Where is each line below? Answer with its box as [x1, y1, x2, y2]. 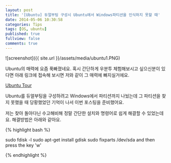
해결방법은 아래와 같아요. [12, 116, 61, 123]
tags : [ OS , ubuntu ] [5, 27, 47, 32]
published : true [5, 31, 40, 36]
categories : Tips [5, 22, 42, 27]
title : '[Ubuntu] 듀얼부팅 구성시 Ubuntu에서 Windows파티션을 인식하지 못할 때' [5, 12, 160, 17]
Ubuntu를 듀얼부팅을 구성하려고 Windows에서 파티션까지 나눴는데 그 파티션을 [5, 93, 161, 99]
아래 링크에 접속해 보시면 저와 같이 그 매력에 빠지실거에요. [14, 72, 130, 78]
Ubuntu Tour [5, 82, 32, 88]
